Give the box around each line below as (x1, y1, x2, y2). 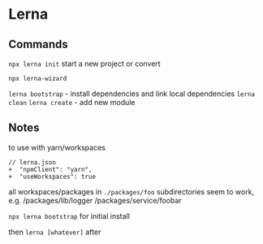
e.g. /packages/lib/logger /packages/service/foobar (8, 195, 183, 205)
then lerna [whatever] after (8, 227, 101, 237)
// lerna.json (8, 158, 57, 167)
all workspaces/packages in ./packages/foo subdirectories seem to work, (8, 186, 254, 196)
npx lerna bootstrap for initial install (8, 211, 130, 220)
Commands (8, 37, 69, 51)
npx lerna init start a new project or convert (8, 59, 161, 68)
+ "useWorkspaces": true (8, 172, 96, 181)
